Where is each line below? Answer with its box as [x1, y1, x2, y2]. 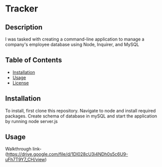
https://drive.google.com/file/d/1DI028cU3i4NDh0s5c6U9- [6, 151, 128, 157]
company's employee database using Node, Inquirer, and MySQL [5, 41, 139, 47]
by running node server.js [5, 118, 58, 124]
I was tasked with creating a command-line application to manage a [5, 36, 144, 42]
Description [5, 23, 42, 31]
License [12, 79, 29, 85]
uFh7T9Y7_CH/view [5, 156, 45, 162]
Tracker [5, 3, 38, 14]
